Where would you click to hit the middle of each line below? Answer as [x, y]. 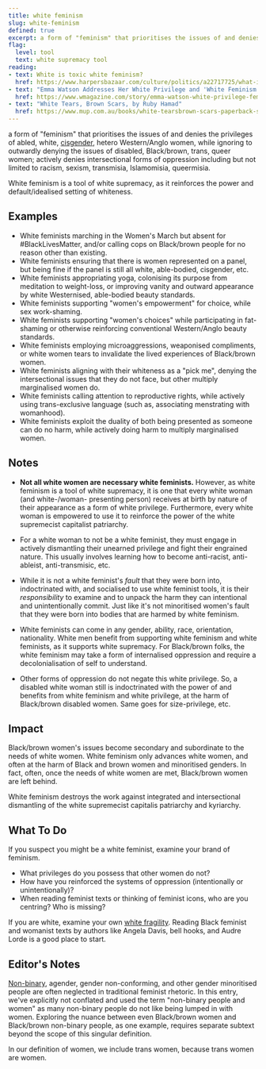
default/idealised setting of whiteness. [70, 192]
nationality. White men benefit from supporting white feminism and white [138, 638]
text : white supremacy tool [62, 60]
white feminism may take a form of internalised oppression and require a [138, 655]
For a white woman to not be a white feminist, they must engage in [128, 540]
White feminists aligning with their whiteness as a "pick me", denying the [138, 371]
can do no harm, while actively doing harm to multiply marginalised [129, 429]
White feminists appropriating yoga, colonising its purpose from [123, 278]
